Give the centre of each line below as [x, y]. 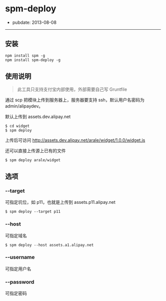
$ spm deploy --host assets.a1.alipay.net [49, 245]
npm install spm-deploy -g [33, 60]
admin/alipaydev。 [24, 106]
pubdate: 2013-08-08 [34, 22]
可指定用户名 [18, 269]
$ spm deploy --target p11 [33, 212]
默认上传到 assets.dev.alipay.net [38, 117]
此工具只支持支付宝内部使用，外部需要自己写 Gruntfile [72, 89]
